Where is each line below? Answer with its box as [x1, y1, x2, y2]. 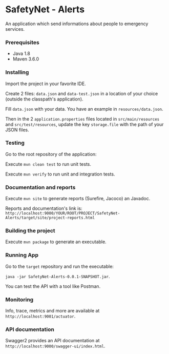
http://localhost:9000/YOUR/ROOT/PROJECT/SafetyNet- [5, 211, 120, 216]
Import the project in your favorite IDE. [5, 81, 86, 87]
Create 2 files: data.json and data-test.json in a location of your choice [5, 90, 158, 96]
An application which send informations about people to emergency [5, 21, 149, 27]
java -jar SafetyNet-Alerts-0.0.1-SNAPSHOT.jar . [5, 273, 110, 279]
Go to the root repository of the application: [5, 151, 97, 157]
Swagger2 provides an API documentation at [5, 338, 100, 344]
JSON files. [5, 127, 29, 133]
